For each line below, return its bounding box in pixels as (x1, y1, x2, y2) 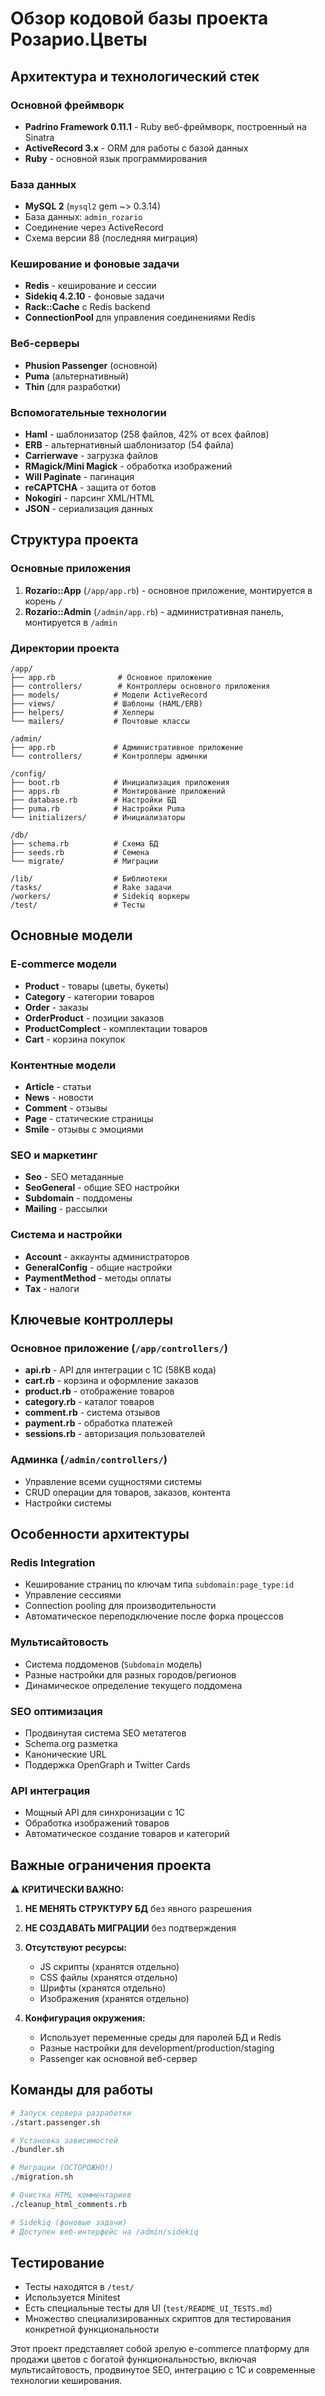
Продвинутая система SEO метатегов (24, 1727, 187, 1739)
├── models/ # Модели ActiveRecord (10, 690, 208, 701)
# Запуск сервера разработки (10, 2108, 132, 2118)
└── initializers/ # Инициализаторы (10, 813, 186, 823)
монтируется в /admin (24, 616, 118, 628)
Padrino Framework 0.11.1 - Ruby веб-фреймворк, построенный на (24, 120, 307, 132)
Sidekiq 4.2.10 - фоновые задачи (24, 290, 165, 302)
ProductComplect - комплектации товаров (24, 1022, 208, 1034)
